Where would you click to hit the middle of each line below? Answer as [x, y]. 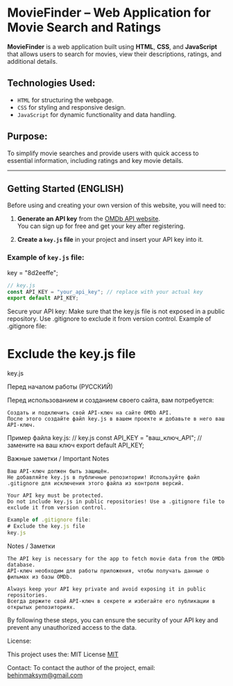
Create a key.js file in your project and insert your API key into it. [110, 240]
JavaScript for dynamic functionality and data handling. [97, 114]
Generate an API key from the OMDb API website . [89, 219]
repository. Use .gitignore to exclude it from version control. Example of [109, 319]
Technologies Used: [51, 83]
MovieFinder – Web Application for [109, 13]
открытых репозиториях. [42, 607]
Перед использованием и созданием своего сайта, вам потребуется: [111, 401]
